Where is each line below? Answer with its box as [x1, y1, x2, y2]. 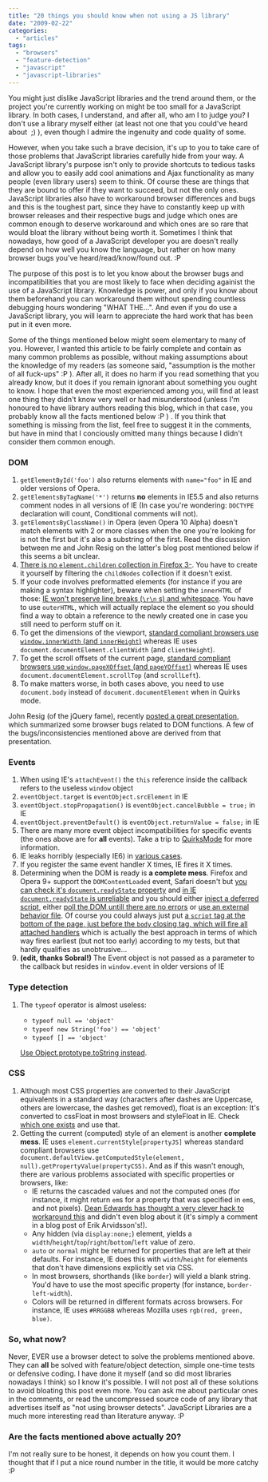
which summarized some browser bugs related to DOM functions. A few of [8, 719, 254, 729]
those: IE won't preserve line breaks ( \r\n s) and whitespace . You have [19, 593, 254, 604]
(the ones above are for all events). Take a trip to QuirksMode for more [19, 835, 253, 844]
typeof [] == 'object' [31, 1034, 108, 1042]
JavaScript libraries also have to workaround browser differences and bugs [8, 193, 256, 203]
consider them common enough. [8, 436, 116, 446]
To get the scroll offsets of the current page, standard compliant [19, 653, 231, 663]
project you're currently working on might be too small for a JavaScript [8, 102, 241, 111]
